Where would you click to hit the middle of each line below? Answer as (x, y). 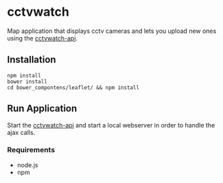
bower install (27, 82)
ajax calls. (21, 132)
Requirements (31, 150)
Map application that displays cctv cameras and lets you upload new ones (112, 31)
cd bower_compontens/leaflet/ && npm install (73, 87)
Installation (32, 60)
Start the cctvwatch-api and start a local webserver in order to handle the (111, 125)
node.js (28, 164)
